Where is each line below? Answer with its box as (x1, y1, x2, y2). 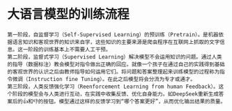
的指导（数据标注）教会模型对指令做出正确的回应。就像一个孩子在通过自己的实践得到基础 (7, 61, 225, 68)
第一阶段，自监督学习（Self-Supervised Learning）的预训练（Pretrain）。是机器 (7, 31, 219, 38)
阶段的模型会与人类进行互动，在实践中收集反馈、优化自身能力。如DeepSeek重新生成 (12, 90, 219, 98)
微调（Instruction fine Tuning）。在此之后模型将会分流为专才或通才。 (12, 75, 196, 82)
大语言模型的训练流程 (7, 6, 130, 22)
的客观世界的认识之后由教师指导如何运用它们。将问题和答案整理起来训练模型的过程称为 (7, 68, 220, 75)
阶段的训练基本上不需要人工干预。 (27, 46, 111, 53)
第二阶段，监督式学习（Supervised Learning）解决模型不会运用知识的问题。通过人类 (7, 53, 222, 60)
